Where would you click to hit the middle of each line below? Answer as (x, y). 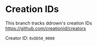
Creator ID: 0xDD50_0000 (30, 38)
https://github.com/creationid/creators (46, 28)
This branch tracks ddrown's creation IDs (49, 23)
